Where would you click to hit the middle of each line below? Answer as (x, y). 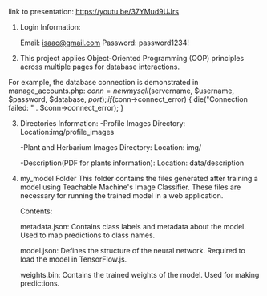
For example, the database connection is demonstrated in (103, 82)
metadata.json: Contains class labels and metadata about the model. (133, 227)
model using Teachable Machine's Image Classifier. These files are (130, 187)
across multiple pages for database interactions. (100, 67)
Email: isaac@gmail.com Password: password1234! (105, 43)
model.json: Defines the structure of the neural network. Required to (133, 251)
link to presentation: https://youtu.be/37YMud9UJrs (93, 12)
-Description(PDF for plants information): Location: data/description (132, 163)
